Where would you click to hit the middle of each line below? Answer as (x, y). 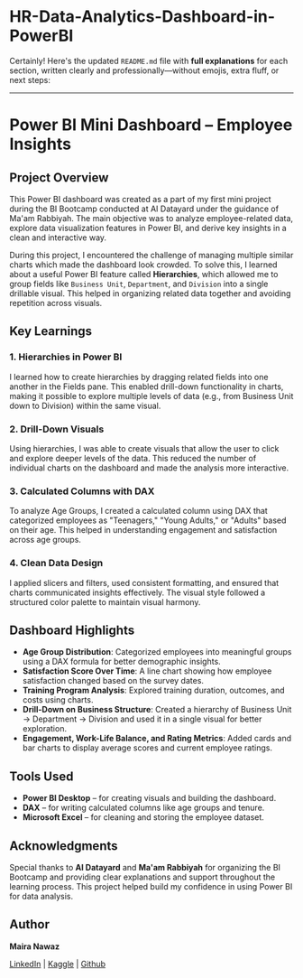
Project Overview (59, 177)
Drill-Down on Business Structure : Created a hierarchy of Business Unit (157, 710)
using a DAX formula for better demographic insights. (121, 662)
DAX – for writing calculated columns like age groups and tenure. (143, 808)
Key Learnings (51, 331)
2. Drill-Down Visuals (57, 429)
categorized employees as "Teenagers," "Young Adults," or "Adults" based (148, 520)
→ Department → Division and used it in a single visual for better (142, 719)
